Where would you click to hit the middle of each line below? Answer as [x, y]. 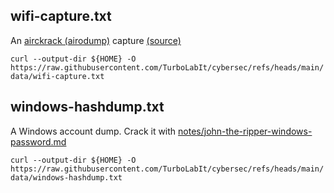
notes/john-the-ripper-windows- [245, 131]
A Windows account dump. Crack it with [93, 131]
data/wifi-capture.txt [57, 76]
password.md [38, 141]
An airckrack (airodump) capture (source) [96, 40]
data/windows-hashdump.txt [66, 177]
